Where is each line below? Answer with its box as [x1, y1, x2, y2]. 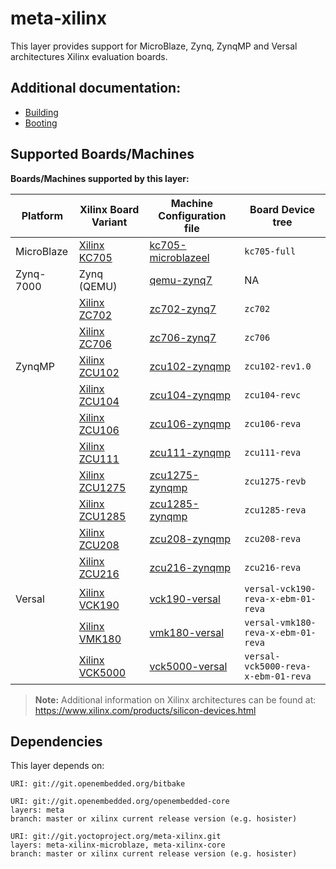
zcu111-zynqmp [149, 445, 232, 459]
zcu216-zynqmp [149, 560, 232, 574]
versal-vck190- [244, 583, 317, 594]
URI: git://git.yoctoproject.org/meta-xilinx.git [10, 832, 222, 842]
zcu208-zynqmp [149, 532, 232, 546]
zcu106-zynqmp [149, 417, 232, 431]
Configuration [158, 208, 227, 222]
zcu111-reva [244, 447, 302, 458]
